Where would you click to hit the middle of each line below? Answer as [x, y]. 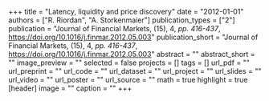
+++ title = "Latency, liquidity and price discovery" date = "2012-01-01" [126, 12]
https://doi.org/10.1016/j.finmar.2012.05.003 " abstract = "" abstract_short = [132, 54]
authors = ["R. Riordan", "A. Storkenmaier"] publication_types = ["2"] [122, 20]
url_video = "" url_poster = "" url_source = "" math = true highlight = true [128, 80]
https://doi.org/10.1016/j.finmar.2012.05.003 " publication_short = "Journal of [133, 37]
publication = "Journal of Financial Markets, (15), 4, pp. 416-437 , [114, 28]
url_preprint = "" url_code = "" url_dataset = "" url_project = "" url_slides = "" [135, 71]
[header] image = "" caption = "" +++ [70, 88]
